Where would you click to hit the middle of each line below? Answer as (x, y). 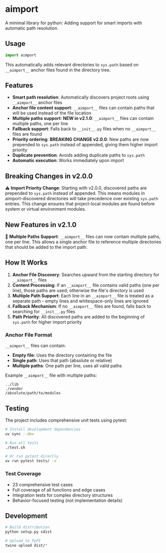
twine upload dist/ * (27, 545)
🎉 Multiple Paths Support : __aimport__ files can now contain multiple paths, (83, 237)
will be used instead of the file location (52, 113)
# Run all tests (22, 443)
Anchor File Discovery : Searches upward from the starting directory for (86, 275)
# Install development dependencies (43, 429)
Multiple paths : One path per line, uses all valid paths (67, 366)
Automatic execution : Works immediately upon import (68, 161)
